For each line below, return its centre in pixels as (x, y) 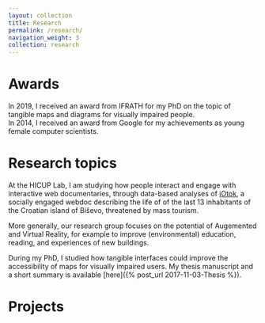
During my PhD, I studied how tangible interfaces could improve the (118, 258)
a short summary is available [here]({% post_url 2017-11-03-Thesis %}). (125, 275)
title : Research (35, 23)
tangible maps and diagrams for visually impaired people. (102, 115)
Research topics (62, 163)
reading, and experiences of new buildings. (79, 243)
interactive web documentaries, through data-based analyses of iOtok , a (127, 194)
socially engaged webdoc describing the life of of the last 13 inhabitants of (130, 202)
